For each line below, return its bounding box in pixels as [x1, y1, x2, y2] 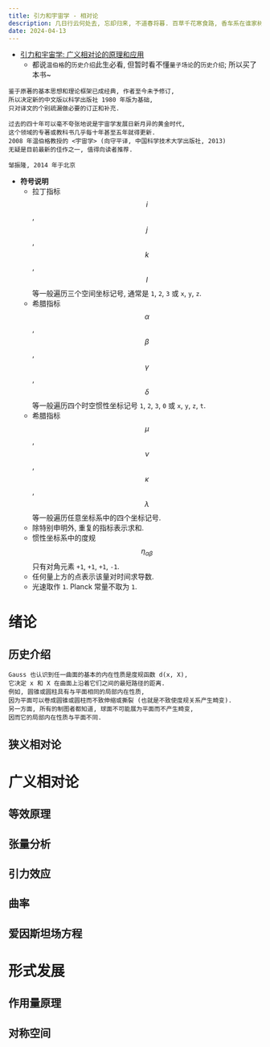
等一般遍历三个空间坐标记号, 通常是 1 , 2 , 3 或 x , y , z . [31, 289, 202, 299]
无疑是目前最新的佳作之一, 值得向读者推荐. [8, 146, 133, 154]
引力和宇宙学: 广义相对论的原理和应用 [19, 50, 145, 60]
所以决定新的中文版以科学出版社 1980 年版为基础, [8, 96, 153, 105]
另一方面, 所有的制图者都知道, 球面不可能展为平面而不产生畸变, [8, 705, 194, 713]
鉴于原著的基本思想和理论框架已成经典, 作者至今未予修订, [8, 88, 175, 96]
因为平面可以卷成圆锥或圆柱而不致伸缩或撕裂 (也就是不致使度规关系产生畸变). [8, 697, 232, 705]
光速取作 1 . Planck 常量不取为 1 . [31, 582, 137, 592]
